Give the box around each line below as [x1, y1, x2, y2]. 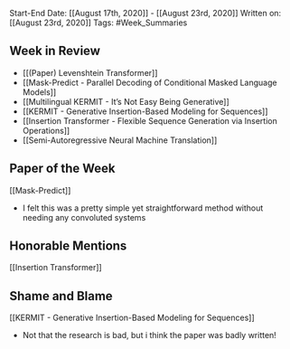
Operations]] [22, 125, 70, 136]
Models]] [22, 86, 57, 98]
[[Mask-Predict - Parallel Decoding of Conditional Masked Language [22, 77, 277, 88]
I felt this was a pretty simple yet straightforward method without [22, 203, 264, 213]
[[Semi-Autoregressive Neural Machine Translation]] [22, 135, 218, 146]
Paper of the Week [9, 161, 116, 176]
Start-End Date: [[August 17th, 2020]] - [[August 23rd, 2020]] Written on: [9, 8, 282, 18]
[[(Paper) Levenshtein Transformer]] [22, 67, 158, 78]
